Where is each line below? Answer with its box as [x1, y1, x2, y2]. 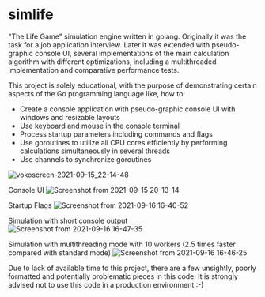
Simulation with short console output [8, 216, 128, 225]
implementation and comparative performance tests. [8, 65, 180, 74]
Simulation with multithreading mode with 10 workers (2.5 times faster [8, 239, 236, 249]
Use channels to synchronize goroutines [19, 154, 152, 164]
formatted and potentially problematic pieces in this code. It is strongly [8, 271, 239, 281]
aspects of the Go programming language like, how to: [8, 88, 186, 98]
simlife [8, 6, 54, 24]
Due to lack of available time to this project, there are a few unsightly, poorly [8, 263, 257, 273]
